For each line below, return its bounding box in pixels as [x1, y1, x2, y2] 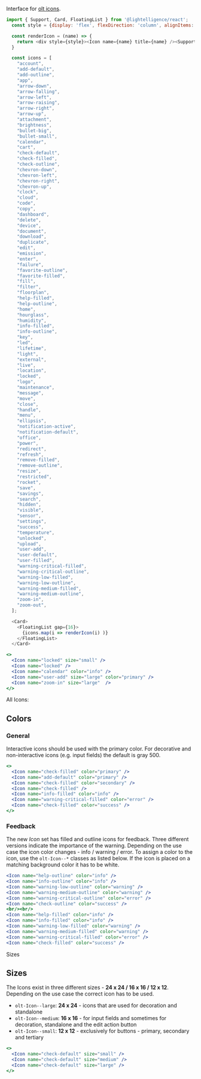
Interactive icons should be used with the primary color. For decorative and [6, 745, 191, 752]
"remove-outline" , [17, 462, 63, 469]
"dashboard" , [17, 211, 50, 217]
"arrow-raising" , [17, 100, 60, 106]
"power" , [17, 440, 39, 446]
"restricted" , [17, 474, 52, 480]
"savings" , [17, 491, 44, 497]
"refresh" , [17, 452, 44, 458]
